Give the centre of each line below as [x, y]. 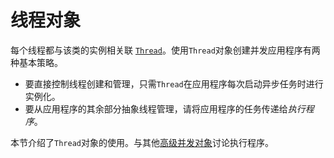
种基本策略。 [36, 62]
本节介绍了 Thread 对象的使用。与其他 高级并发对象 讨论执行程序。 [142, 142]
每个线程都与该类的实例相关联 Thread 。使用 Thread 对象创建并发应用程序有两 [165, 50]
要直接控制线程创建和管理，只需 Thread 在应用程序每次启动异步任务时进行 [174, 83]
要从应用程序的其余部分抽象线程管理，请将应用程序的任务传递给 [156, 108]
